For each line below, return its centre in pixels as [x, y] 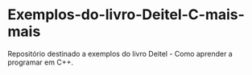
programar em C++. [41, 62]
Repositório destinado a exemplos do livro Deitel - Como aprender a [120, 53]
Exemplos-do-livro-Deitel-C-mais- [126, 15]
